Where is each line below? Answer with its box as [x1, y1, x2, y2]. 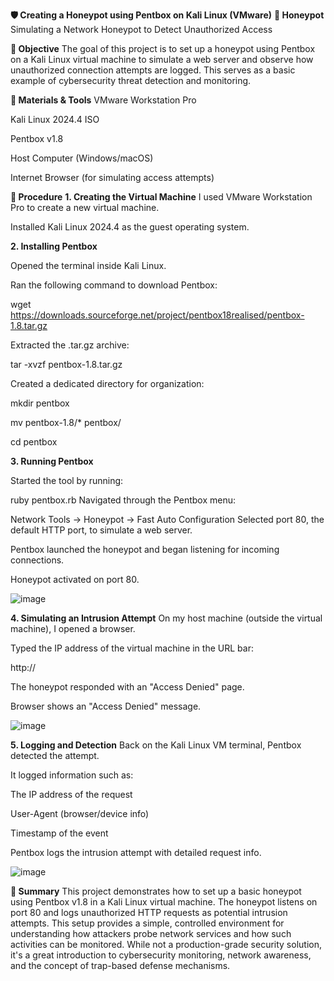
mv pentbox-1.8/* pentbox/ [10, 417, 122, 428]
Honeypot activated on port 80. [10, 574, 140, 585]
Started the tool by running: [10, 475, 124, 486]
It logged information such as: [10, 769, 134, 781]
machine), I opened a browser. [10, 623, 136, 634]
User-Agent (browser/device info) [10, 808, 150, 819]
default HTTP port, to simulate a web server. [10, 524, 193, 536]
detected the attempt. [10, 750, 100, 761]
